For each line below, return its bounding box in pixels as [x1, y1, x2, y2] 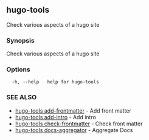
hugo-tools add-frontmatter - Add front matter [15, 107, 132, 114]
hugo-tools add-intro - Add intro [15, 113, 96, 121]
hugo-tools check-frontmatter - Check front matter [15, 120, 143, 127]
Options [6, 65, 30, 74]
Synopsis [6, 36, 35, 44]
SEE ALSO [6, 93, 37, 102]
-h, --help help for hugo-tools [12, 79, 99, 85]
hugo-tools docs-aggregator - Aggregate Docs [15, 126, 133, 133]
